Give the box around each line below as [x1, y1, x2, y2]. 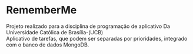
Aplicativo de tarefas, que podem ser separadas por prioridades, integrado [6, 35, 188, 42]
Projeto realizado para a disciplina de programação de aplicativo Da [6, 23, 171, 30]
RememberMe [6, 3, 77, 17]
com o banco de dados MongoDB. [6, 41, 89, 48]
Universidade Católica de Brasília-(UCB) [6, 28, 104, 35]
